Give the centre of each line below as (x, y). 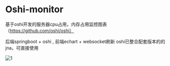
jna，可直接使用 (22, 48)
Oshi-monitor (34, 9)
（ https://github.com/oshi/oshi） (40, 30)
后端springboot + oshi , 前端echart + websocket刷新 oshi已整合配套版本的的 (85, 41)
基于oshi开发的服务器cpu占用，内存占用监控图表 (56, 24)
